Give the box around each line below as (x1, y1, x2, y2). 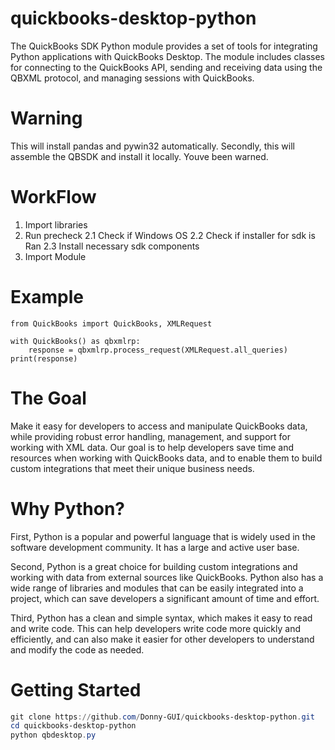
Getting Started (10, 678, 142, 701)
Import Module (24, 250, 87, 262)
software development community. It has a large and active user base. (10, 541, 300, 553)
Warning (10, 107, 83, 130)
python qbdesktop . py (10, 730, 97, 741)
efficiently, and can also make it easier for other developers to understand (10, 633, 315, 645)
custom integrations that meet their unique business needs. (10, 462, 255, 474)
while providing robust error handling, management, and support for (10, 430, 291, 442)
